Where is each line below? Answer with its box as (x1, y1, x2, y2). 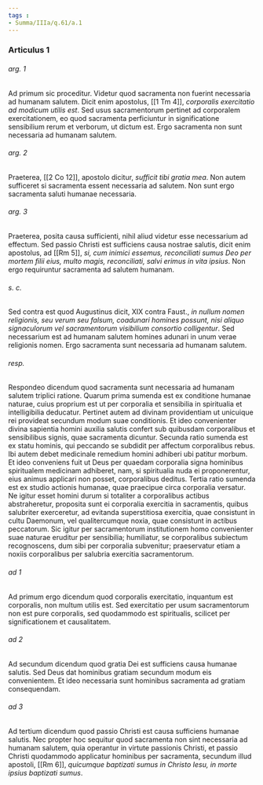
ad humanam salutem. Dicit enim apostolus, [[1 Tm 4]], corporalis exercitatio (8, 97, 255, 106)
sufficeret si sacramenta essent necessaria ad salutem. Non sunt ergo (8, 181, 235, 190)
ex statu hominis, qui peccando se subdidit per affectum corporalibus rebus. (8, 441, 255, 451)
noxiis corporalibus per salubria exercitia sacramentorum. (8, 549, 195, 559)
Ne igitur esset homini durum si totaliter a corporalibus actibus (8, 491, 210, 501)
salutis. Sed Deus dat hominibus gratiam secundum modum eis (8, 667, 212, 677)
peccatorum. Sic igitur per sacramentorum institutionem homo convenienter (8, 524, 254, 534)
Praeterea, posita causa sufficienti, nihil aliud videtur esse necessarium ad (8, 232, 249, 241)
